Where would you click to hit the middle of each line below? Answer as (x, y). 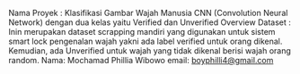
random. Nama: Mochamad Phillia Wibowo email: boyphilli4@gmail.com (141, 60)
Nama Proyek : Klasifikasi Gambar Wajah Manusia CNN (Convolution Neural (148, 13)
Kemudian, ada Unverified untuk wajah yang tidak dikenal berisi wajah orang (150, 51)
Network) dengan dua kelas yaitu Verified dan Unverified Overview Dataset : (150, 22)
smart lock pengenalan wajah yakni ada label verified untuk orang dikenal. (146, 41)
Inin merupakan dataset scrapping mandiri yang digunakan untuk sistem (142, 32)
